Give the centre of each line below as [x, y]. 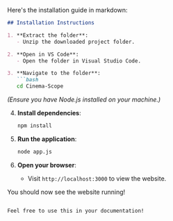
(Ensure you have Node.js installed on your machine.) [84, 99]
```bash [27, 80]
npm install [34, 126]
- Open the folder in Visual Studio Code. [79, 61]
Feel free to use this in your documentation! [76, 211]
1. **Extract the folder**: [48, 35]
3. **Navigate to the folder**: [54, 73]
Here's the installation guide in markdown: [67, 10]
